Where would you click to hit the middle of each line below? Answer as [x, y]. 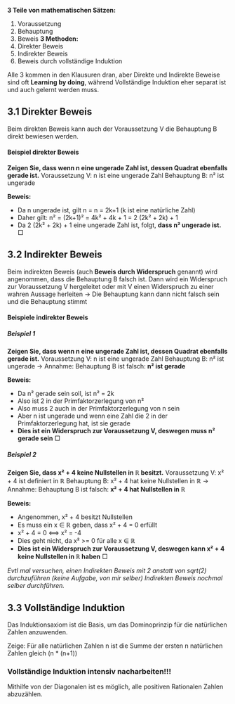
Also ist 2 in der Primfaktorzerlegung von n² [81, 401]
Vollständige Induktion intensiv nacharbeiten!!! [89, 672]
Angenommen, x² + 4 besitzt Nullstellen [75, 517]
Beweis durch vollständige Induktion [70, 61]
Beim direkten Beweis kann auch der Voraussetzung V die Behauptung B [112, 129]
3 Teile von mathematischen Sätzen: [61, 10]
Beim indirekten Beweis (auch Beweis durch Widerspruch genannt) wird [113, 271]
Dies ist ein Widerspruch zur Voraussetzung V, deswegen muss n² [116, 431]
